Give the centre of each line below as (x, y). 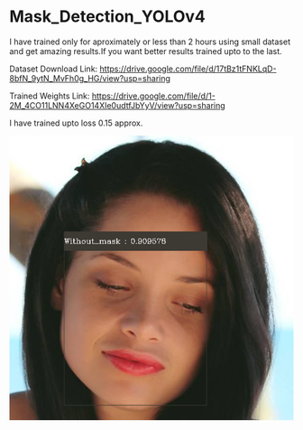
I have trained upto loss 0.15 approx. (76, 123)
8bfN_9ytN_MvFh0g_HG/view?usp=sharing (90, 78)
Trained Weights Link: (50, 96)
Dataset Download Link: (54, 69)
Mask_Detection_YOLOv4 (107, 17)
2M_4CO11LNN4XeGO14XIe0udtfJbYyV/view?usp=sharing (117, 105)
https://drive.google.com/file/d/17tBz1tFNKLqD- (188, 69)
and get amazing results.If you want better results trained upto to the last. (146, 51)
